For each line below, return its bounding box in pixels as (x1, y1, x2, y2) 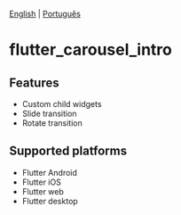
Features (9, 75, 59, 90)
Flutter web (21, 186, 65, 196)
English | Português (9, 9, 82, 19)
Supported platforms (9, 144, 127, 159)
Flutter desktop (21, 195, 78, 206)
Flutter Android (21, 167, 78, 178)
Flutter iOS (21, 177, 62, 187)
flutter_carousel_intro (9, 40, 173, 60)
